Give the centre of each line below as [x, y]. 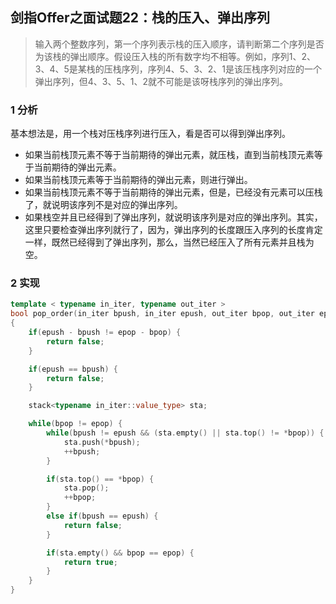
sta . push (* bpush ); [102, 442]
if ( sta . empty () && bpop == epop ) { [120, 553]
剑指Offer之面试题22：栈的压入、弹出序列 [140, 18]
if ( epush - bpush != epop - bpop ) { [105, 333]
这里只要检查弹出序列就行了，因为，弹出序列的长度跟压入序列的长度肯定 [173, 230]
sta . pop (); [86, 488]
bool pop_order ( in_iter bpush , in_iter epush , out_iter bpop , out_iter [162, 314]
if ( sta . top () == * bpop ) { [100, 479]
